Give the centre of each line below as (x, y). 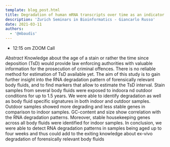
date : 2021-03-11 (24, 24)
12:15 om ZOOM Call (33, 48)
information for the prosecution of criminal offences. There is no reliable (80, 69)
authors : (14, 29)
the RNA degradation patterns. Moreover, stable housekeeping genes (78, 117)
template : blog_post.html (32, 10)
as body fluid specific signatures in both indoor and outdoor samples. (78, 101)
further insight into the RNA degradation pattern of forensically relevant (80, 80)
